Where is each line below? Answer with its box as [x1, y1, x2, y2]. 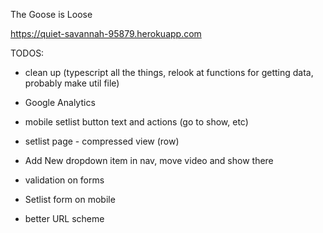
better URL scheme [24, 213, 105, 224]
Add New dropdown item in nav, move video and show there [24, 155, 274, 166]
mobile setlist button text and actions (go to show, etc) [24, 116, 249, 128]
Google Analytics [24, 97, 96, 108]
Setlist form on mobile [24, 194, 116, 205]
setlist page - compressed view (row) [24, 135, 180, 147]
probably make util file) [24, 77, 120, 89]
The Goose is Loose [10, 9, 93, 20]
